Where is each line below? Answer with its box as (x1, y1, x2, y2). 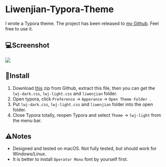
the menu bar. (12, 117, 42, 123)
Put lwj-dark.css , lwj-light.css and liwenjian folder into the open (12, 101, 153, 107)
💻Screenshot (5, 41, 50, 50)
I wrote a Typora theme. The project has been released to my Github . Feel (5, 20, 159, 26)
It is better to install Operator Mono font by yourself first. (12, 156, 128, 162)
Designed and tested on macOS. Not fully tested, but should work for (12, 146, 157, 152)
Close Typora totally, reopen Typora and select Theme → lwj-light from (12, 112, 161, 118)
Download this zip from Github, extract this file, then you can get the (12, 85, 155, 91)
